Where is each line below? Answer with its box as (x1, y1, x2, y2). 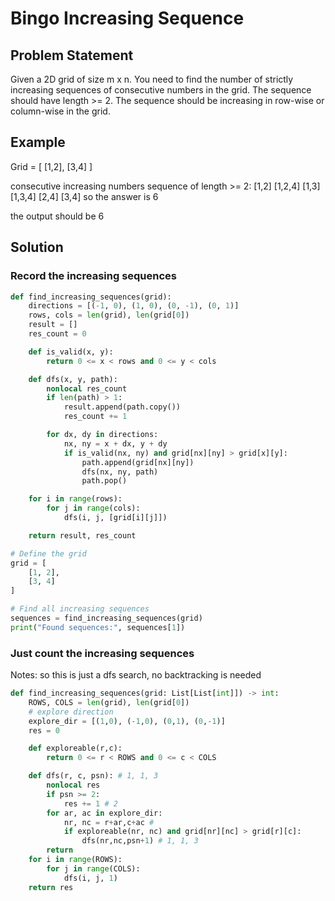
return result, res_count (28, 530, 137, 541)
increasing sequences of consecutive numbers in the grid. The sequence (10, 84, 312, 96)
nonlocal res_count (46, 383, 128, 394)
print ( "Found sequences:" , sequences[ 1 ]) (10, 622, 186, 632)
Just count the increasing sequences (10, 646, 195, 660)
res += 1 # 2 (63, 798, 118, 809)
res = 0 (28, 725, 60, 736)
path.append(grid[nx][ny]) (81, 457, 195, 467)
